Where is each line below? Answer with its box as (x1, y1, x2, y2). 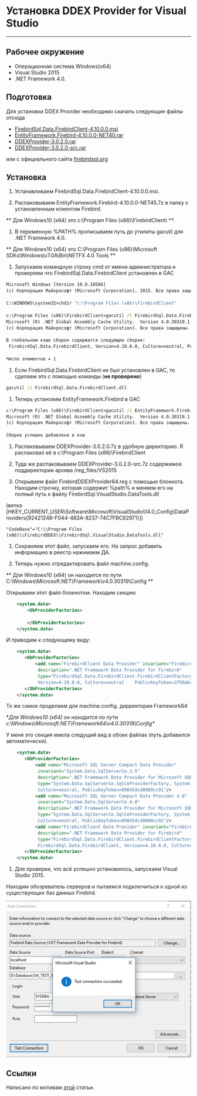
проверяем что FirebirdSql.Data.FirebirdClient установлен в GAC (14, 270, 174, 277)
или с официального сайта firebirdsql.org (6, 155, 108, 162)
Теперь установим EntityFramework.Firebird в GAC (14, 395, 141, 402)
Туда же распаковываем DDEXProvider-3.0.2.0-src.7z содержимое (14, 460, 182, 467)
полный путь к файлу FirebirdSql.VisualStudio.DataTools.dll (14, 491, 159, 497)
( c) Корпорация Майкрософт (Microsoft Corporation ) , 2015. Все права (6, 288, 180, 294)
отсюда (6, 114, 25, 121)
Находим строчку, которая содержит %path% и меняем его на (14, 484, 174, 491)
